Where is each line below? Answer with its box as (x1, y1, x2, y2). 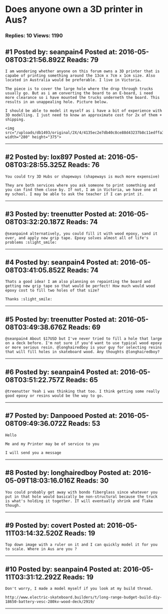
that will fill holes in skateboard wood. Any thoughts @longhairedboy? (5, 350, 160, 355)
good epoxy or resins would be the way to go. (5, 393, 104, 398)
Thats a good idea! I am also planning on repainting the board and (5, 279, 151, 284)
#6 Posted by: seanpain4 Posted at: (5, 368, 119, 376)
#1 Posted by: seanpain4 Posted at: (5, 48, 117, 56)
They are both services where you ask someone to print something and (5, 183, 155, 188)
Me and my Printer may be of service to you (5, 441, 99, 446)
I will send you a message (5, 450, 61, 455)
